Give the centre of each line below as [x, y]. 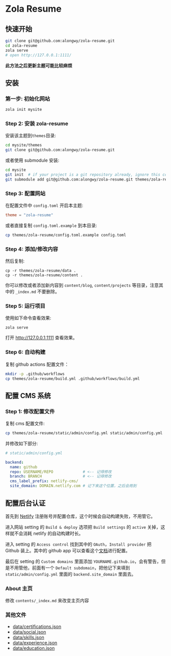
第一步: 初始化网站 [28, 99]
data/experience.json [35, 643]
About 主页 [19, 588]
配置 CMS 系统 [28, 395]
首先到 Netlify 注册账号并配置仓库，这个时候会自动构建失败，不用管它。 [80, 516]
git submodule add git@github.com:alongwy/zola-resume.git [69, 179]
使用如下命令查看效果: [28, 318]
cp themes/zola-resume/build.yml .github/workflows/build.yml [73, 379]
